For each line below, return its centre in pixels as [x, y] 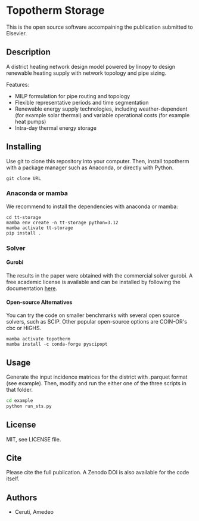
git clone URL [24, 178]
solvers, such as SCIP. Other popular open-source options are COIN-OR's [97, 322]
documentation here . [32, 288]
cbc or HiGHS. [24, 328]
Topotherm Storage [55, 10]
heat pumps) [30, 121]
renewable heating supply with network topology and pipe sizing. [86, 73]
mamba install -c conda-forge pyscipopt [57, 345]
